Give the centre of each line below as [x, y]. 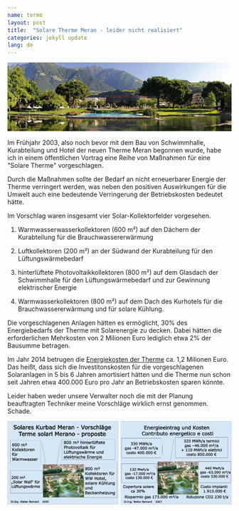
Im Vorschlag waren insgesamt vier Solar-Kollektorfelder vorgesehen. [109, 216]
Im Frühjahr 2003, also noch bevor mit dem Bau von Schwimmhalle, [106, 143]
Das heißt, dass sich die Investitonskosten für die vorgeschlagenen [106, 367]
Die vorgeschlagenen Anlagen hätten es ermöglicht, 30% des [97, 323]
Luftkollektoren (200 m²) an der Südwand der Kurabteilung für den [115, 251]
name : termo [25, 15]
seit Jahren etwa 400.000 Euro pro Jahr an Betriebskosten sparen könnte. [116, 383]
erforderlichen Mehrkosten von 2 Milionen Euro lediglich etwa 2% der [110, 338]
